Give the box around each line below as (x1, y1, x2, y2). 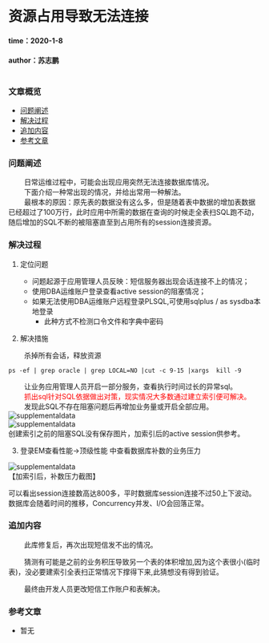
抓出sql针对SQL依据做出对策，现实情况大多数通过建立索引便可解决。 (23, 391, 251, 401)
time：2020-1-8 (8, 35, 63, 45)
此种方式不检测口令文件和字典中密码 (43, 316, 164, 326)
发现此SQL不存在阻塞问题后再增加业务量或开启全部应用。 (23, 402, 214, 411)
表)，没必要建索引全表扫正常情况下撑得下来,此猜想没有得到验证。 (8, 567, 224, 576)
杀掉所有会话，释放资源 (23, 350, 102, 360)
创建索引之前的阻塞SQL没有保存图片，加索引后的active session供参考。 (8, 428, 245, 438)
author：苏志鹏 (8, 55, 60, 65)
